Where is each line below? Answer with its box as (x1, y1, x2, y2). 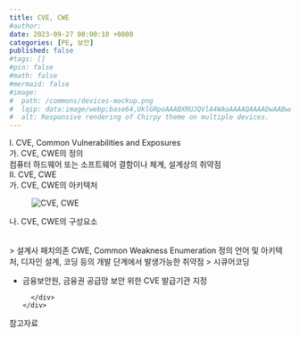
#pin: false (9, 63, 54, 72)
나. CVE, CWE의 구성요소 (9, 216, 98, 227)
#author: (9, 21, 42, 30)
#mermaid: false (9, 80, 70, 88)
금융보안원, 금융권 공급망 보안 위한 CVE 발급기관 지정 (21, 275, 208, 286)
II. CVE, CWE (9, 169, 57, 180)
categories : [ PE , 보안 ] (9, 38, 94, 47)
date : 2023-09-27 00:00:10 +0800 (9, 29, 134, 38)
